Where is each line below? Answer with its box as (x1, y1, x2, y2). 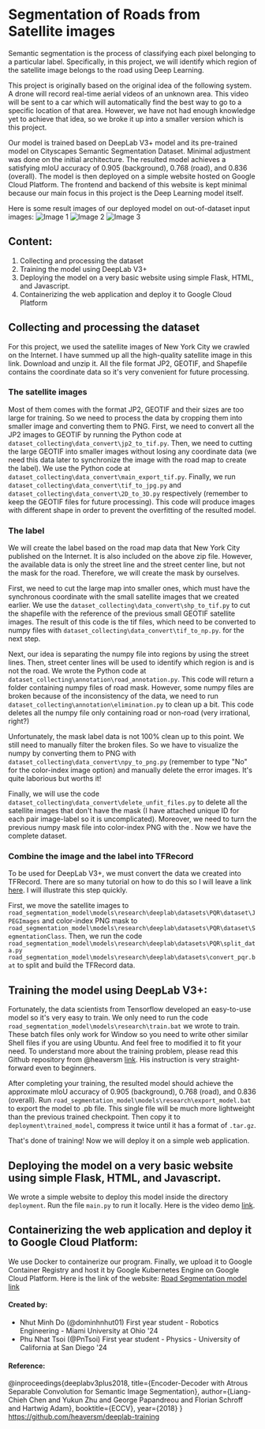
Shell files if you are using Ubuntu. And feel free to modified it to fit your (8, 1038, 242, 1048)
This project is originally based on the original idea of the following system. (8, 81, 252, 90)
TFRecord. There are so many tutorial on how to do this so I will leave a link (8, 877, 252, 887)
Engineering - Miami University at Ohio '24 (19, 1326, 159, 1336)
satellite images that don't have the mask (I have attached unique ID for (8, 806, 240, 816)
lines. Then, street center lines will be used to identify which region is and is (8, 658, 255, 667)
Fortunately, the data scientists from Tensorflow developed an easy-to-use (8, 1005, 252, 1014)
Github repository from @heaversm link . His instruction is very (8, 1055, 211, 1065)
